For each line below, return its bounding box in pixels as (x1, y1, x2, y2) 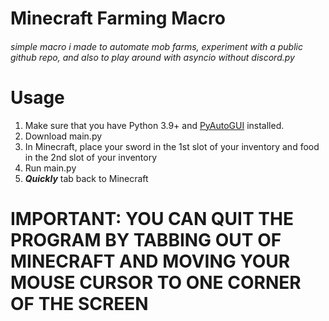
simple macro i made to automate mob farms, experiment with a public (10, 40, 303, 52)
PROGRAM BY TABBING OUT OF (10, 228, 282, 251)
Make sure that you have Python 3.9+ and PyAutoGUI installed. (24, 119, 285, 131)
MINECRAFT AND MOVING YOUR (10, 250, 291, 272)
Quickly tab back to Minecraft (24, 172, 149, 184)
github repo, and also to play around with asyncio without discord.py (10, 51, 295, 63)
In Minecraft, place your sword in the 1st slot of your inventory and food (24, 140, 320, 152)
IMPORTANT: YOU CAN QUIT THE (10, 207, 294, 230)
